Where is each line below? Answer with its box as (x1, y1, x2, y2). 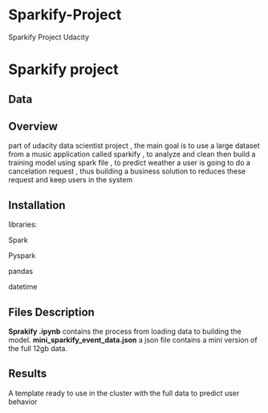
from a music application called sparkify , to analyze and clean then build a (8, 149, 256, 159)
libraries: (8, 219, 38, 230)
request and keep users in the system (8, 175, 133, 185)
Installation (8, 198, 66, 212)
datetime (8, 282, 38, 292)
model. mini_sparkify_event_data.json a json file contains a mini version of (8, 335, 258, 345)
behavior (8, 396, 38, 407)
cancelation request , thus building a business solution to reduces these (8, 166, 246, 176)
